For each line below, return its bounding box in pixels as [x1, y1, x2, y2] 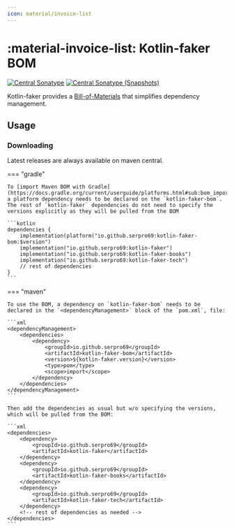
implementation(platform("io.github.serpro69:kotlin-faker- [19, 232, 198, 240]
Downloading [7, 141, 54, 150]
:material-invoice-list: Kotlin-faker [7, 40, 210, 56]
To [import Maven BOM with [7, 183, 86, 191]
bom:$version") [7, 238, 52, 245]
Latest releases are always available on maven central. [7, 157, 164, 165]
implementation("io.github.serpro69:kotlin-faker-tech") [19, 257, 189, 264]
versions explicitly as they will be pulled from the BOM [7, 208, 179, 215]
